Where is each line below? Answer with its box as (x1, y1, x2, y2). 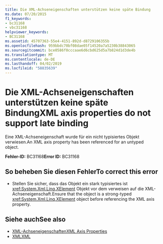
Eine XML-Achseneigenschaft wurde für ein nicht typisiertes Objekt (5, 134, 140, 139)
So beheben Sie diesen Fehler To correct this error (5, 168, 158, 176)
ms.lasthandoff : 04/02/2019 (5, 61, 62, 66)
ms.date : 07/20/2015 (5, 12, 47, 17)
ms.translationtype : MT (5, 52, 53, 57)
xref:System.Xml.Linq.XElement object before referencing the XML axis (12, 196, 155, 202)
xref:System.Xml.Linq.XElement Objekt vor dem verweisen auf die (12, 186, 144, 192)
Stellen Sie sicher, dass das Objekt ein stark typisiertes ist (12, 180, 128, 186)
